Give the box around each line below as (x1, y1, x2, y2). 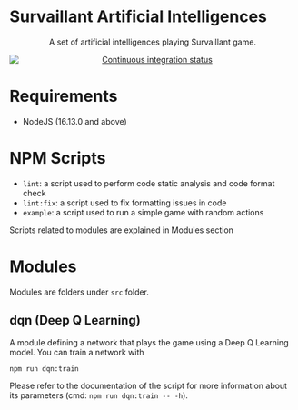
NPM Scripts (9, 148, 106, 169)
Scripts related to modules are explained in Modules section (9, 225, 234, 235)
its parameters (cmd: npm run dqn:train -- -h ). (9, 389, 189, 401)
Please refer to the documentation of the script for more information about (9, 380, 288, 391)
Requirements (9, 86, 118, 106)
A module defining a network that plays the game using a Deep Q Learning (9, 336, 289, 347)
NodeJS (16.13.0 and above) (22, 115, 127, 126)
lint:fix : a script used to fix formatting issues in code (22, 197, 227, 208)
